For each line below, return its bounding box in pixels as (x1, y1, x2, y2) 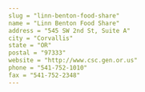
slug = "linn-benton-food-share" (8, 11, 120, 20)
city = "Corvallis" (8, 34, 74, 42)
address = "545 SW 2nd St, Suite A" (8, 26, 131, 34)
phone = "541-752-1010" (8, 64, 88, 72)
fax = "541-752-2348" (8, 71, 81, 79)
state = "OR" (8, 42, 52, 50)
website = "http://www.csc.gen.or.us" (8, 57, 138, 65)
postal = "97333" (8, 49, 66, 57)
